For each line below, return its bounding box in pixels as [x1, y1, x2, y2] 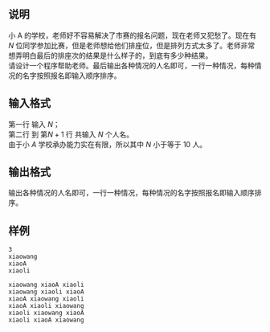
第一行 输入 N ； [8, 119, 60, 129]
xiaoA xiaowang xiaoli [8, 295, 84, 303]
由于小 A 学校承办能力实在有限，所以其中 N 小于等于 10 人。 [8, 139, 207, 149]
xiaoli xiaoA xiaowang [8, 316, 84, 324]
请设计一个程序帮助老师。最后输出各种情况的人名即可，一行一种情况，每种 [8, 60, 255, 70]
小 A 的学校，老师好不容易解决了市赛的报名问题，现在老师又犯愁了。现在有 [8, 31, 257, 40]
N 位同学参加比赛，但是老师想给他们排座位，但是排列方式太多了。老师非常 [8, 40, 256, 50]
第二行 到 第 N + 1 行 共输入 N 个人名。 [8, 129, 134, 139]
